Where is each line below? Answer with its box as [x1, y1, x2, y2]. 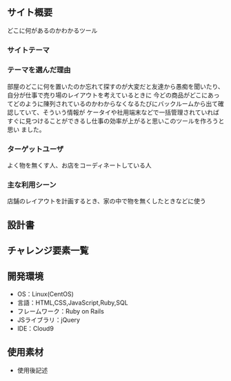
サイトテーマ [7, 45, 50, 54]
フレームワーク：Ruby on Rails [17, 307, 105, 316]
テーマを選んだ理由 [7, 65, 71, 75]
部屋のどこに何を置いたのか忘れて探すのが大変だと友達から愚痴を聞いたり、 [7, 82, 224, 90]
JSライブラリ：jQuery [17, 316, 81, 325]
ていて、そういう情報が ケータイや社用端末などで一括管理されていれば [19, 108, 219, 116]
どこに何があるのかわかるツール [7, 26, 98, 34]
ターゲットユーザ [7, 144, 64, 154]
